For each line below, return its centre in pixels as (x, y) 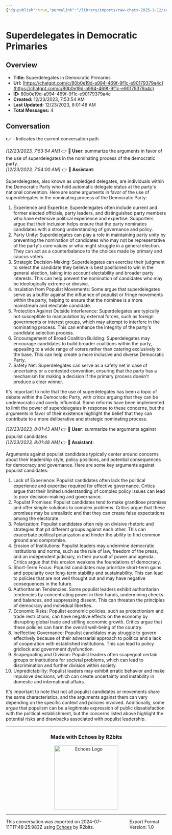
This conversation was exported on (43, 821)
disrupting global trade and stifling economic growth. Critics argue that (88, 622)
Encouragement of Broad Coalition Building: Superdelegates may (81, 338)
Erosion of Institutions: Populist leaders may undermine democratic (84, 546)
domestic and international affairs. (49, 682)
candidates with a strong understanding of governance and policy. (83, 229)
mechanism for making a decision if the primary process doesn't (81, 377)
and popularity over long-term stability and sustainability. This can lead (88, 573)
